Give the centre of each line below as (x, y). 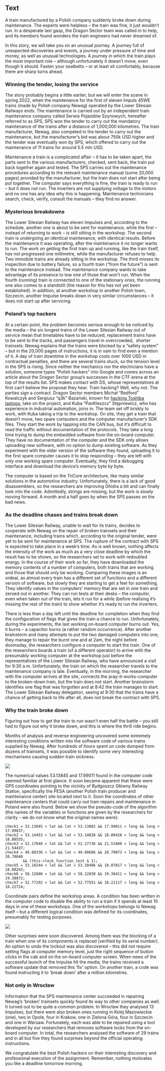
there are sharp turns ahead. (34, 72)
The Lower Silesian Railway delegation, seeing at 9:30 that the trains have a (82, 692)
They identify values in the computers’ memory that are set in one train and (82, 588)
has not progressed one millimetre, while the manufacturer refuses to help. (81, 254)
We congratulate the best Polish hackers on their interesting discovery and (81, 1053)
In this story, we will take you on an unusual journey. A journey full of (75, 45)
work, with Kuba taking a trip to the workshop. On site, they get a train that (81, 413)
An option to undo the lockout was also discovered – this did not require (78, 946)
